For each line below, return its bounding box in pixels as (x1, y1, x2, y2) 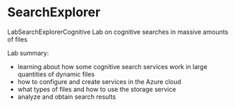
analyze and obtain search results (17, 92, 116, 101)
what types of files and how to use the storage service (17, 85, 176, 93)
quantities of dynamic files (17, 70, 95, 78)
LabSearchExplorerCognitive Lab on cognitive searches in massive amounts (7, 28, 229, 36)
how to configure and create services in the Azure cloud (17, 77, 181, 85)
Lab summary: (7, 49, 49, 57)
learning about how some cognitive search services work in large (17, 62, 208, 71)
